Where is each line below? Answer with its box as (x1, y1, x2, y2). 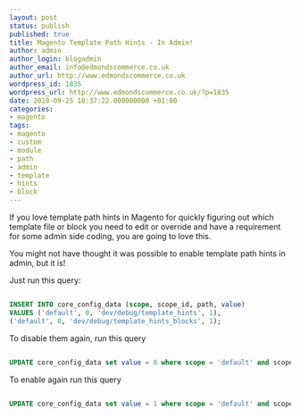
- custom (9, 138, 42, 146)
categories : (9, 104, 54, 113)
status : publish (9, 21, 70, 30)
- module (9, 146, 42, 154)
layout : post (9, 13, 58, 22)
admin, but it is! (9, 258, 66, 268)
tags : (9, 121, 29, 130)
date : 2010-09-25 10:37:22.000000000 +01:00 (9, 96, 178, 105)
